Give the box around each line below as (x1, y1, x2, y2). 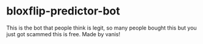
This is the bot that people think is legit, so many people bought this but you (6, 24, 197, 31)
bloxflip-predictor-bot (6, 4, 121, 18)
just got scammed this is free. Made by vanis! (6, 30, 121, 37)
